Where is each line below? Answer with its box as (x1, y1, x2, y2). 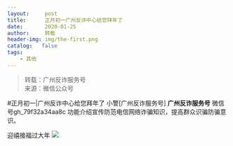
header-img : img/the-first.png (7, 36, 98, 43)
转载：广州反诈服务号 (24, 75, 86, 83)
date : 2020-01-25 (7, 23, 77, 30)
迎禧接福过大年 (7, 131, 50, 139)
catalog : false (7, 42, 58, 49)
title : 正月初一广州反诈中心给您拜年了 (7, 17, 123, 24)
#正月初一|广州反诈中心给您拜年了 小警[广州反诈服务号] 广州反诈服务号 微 (7, 99, 218, 107)
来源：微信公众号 (24, 84, 74, 92)
